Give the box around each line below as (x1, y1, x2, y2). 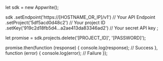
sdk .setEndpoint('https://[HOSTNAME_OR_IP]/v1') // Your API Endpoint (5, 14, 155, 20)
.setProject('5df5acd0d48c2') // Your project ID (5, 20, 106, 25)
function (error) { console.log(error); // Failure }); (5, 50, 108, 56)
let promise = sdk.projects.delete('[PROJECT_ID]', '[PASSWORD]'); (5, 35, 146, 41)
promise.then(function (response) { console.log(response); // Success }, (5, 45, 158, 50)
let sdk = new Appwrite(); (5, 5, 59, 10)
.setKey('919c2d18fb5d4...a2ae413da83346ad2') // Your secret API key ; (5, 25, 158, 31)
